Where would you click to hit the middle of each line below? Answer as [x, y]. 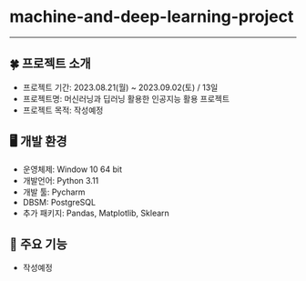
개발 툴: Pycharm [54, 192]
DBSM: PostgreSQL [59, 202]
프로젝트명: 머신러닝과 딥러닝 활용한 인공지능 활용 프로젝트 [126, 98]
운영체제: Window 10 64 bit [72, 169]
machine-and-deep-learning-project [152, 17]
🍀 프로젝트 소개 [50, 64]
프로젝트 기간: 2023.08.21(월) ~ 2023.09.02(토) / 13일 [120, 87]
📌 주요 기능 [39, 244]
